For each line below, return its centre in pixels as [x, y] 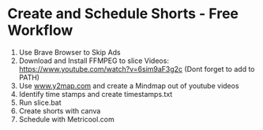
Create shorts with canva [60, 110]
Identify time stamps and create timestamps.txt [96, 94]
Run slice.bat [40, 102]
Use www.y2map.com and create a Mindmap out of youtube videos [129, 85]
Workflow [40, 30]
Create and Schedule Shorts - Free [123, 14]
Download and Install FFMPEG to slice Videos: [94, 61]
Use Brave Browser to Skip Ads [70, 52]
